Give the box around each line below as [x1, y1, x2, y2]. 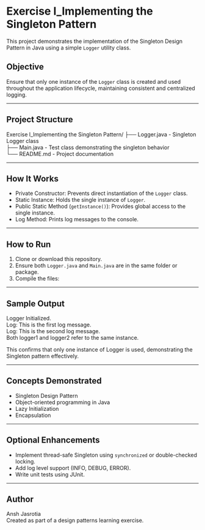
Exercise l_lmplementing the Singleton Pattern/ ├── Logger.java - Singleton [6, 130, 196, 138]
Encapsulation [15, 411, 51, 419]
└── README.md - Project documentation [6, 150, 114, 157]
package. [15, 268, 39, 276]
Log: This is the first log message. [6, 321, 92, 328]
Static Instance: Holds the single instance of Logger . [15, 196, 146, 204]
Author [6, 494, 34, 505]
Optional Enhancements [6, 435, 100, 446]
